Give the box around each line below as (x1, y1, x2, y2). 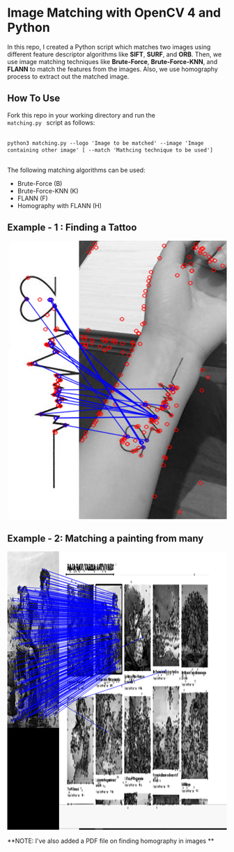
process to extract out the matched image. (7, 72, 130, 81)
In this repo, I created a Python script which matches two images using (7, 42, 211, 51)
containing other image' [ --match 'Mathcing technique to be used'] (7, 146, 214, 154)
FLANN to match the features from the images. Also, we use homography (7, 65, 218, 73)
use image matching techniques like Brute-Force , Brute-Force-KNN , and (7, 57, 218, 65)
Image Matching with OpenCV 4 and (7, 5, 221, 21)
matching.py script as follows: (7, 118, 95, 127)
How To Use (7, 93, 61, 104)
